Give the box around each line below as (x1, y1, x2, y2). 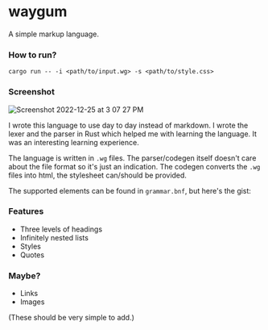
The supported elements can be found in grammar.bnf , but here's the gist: (8, 186, 252, 195)
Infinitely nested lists (19, 232, 89, 242)
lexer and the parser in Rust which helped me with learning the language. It (8, 128, 258, 139)
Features (8, 206, 44, 217)
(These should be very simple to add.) (8, 313, 135, 323)
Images (19, 297, 45, 307)
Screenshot (8, 86, 55, 98)
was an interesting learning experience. (8, 137, 139, 147)
